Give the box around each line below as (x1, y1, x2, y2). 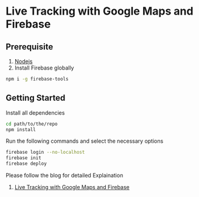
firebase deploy (5, 160, 47, 167)
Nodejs (14, 58, 33, 65)
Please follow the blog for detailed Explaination (5, 172, 124, 179)
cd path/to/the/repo (5, 121, 58, 127)
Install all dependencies (5, 109, 65, 116)
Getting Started (5, 93, 66, 103)
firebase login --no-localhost (5, 149, 85, 156)
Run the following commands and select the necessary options (5, 137, 164, 145)
